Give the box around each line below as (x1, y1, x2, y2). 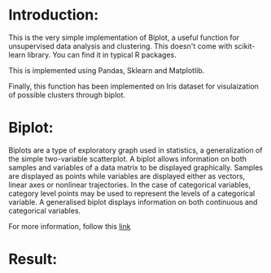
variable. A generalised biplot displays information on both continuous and (8, 197, 258, 206)
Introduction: (8, 6, 99, 24)
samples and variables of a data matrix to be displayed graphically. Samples (8, 162, 263, 172)
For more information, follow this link (8, 221, 131, 231)
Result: (8, 250, 58, 269)
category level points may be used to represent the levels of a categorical (8, 188, 256, 198)
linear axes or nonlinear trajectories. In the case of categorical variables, (8, 180, 251, 189)
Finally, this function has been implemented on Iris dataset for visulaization (8, 81, 259, 91)
